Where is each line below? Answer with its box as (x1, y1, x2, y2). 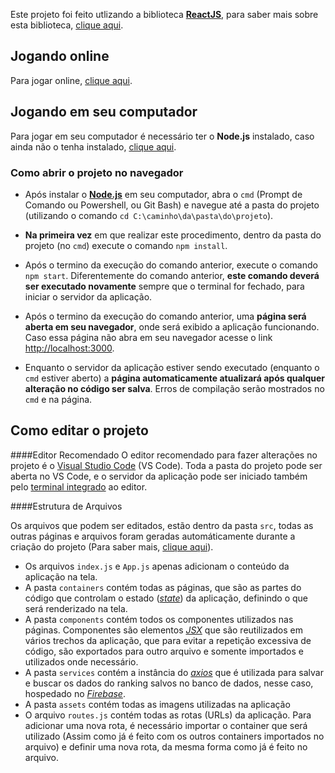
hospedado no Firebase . (24, 687, 126, 699)
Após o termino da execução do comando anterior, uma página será (24, 310, 307, 322)
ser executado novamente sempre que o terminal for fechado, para (24, 280, 305, 292)
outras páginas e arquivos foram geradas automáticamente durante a (10, 530, 296, 542)
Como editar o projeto (10, 422, 149, 439)
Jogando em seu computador (10, 104, 198, 121)
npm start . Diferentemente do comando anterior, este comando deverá (24, 269, 320, 281)
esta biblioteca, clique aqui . (10, 19, 124, 31)
